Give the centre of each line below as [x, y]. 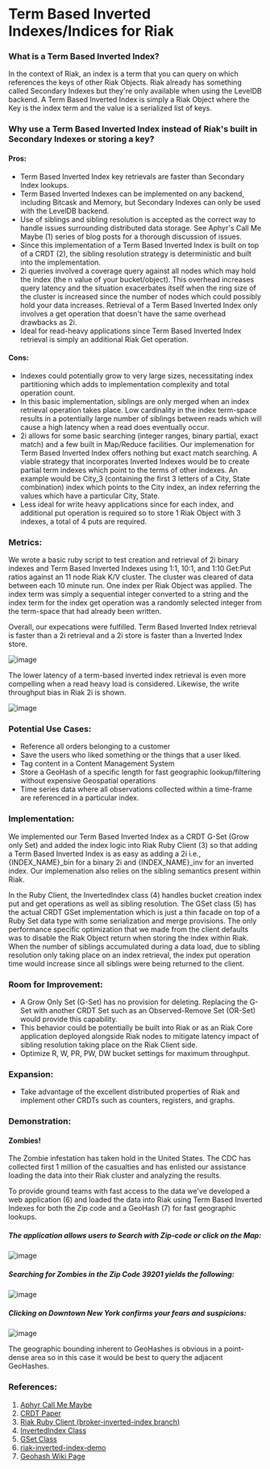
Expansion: [31, 1074]
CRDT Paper [41, 1413]
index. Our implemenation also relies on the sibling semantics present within [135, 870]
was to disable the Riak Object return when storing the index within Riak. [129, 937]
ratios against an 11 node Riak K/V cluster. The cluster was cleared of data [131, 577]
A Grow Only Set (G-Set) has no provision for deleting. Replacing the [134, 1002]
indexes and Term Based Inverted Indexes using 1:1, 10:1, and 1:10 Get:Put [130, 569]
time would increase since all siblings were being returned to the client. [126, 963]
